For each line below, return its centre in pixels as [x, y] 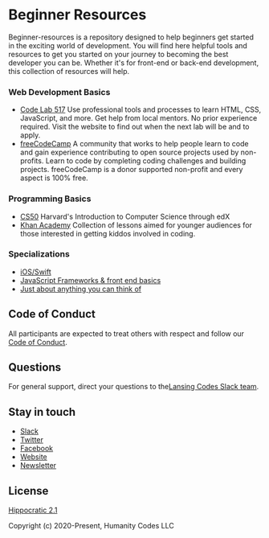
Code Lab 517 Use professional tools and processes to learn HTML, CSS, [141, 109]
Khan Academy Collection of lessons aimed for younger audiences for [136, 225]
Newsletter [38, 466]
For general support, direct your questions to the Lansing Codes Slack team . [134, 387]
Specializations [39, 254]
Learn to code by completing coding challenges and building [146, 161]
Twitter [32, 440]
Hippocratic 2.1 [33, 510]
